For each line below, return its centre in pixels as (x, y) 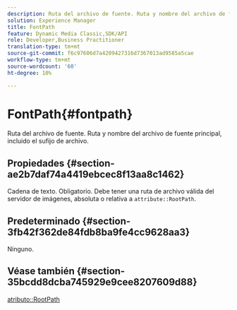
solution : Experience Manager (52, 20)
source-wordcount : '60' (42, 66)
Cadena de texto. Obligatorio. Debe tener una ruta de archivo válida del (111, 191)
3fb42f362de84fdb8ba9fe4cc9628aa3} (99, 232)
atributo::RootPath (34, 299)
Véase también (41, 272)
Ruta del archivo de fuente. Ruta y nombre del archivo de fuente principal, (115, 133)
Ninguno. (20, 249)
